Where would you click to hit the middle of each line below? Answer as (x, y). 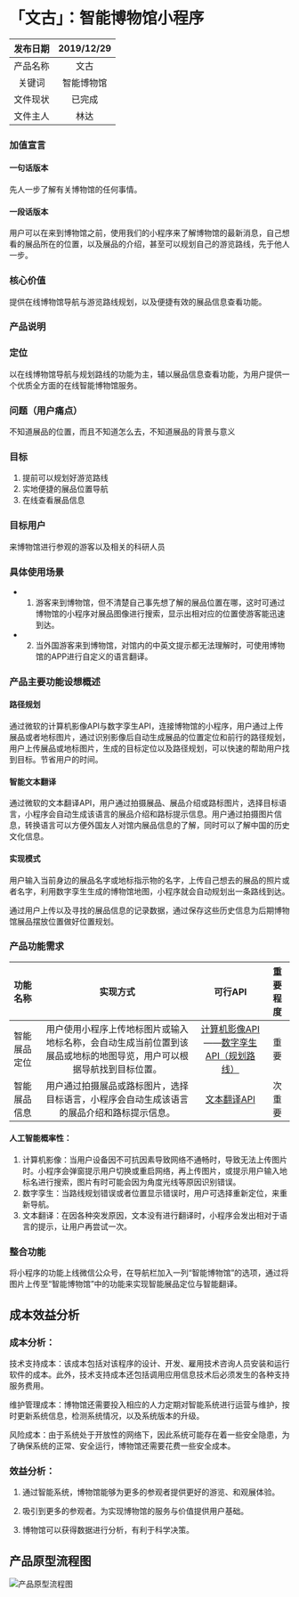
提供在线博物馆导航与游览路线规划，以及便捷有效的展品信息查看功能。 (138, 301)
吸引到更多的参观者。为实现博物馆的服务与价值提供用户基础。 (135, 1511)
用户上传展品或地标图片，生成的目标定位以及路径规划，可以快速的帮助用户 (145, 748)
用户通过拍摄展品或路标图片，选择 (117, 1086)
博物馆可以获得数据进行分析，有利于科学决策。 (108, 1530)
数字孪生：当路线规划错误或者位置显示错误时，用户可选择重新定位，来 (151, 1193)
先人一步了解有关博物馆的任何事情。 (76, 190)
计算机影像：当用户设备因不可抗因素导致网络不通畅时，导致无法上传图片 (154, 1160)
